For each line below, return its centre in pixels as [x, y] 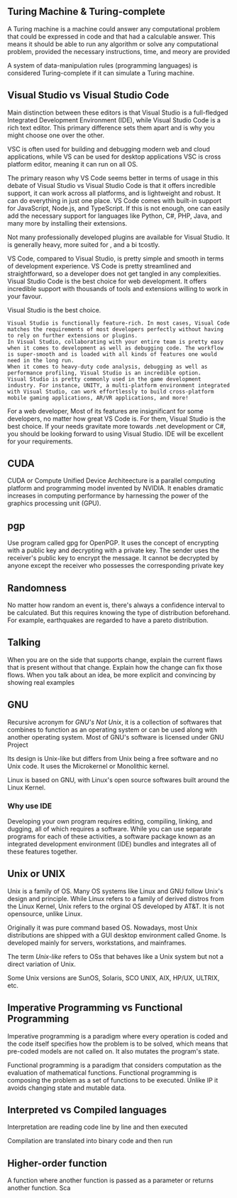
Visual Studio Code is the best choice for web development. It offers [107, 281]
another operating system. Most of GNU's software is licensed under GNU [116, 737]
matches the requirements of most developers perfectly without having [115, 329]
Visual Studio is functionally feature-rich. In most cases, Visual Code [119, 323]
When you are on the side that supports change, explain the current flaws [115, 660]
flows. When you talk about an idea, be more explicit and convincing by [112, 675]
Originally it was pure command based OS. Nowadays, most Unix [103, 928]
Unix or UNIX [37, 874]
